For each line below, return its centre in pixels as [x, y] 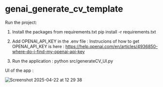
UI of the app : [19, 70]
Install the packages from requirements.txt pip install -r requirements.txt [84, 32]
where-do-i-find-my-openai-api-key [48, 52]
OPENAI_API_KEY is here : [38, 46]
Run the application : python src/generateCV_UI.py [62, 61]
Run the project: [21, 22]
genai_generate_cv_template [64, 9]
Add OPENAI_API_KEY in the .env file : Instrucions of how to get [76, 41]
